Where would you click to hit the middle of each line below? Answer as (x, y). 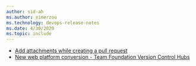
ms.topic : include (29, 34)
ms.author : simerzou (32, 17)
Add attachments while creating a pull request (71, 51)
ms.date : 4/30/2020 (30, 28)
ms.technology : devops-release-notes (53, 23)
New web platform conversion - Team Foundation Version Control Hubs (102, 57)
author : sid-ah (25, 12)
